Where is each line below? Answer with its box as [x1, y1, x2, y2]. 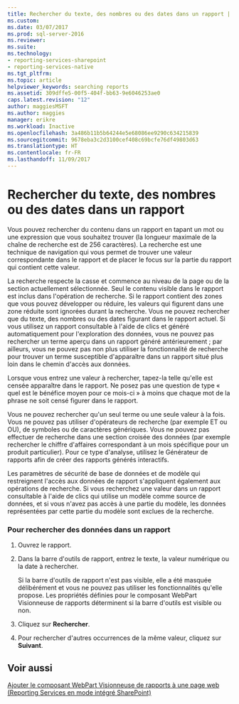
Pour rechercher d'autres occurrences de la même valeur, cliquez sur [17, 634, 222, 642]
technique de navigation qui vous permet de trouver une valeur [7, 247, 192, 256]
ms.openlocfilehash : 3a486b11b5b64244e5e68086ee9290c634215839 [7, 129, 199, 137]
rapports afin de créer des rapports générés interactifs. [7, 455, 169, 464]
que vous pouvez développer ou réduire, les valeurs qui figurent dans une [7, 299, 224, 308]
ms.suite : [7, 43, 37, 50]
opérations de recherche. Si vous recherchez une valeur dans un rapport [7, 484, 221, 493]
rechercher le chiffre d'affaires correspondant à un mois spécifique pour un [7, 440, 229, 449]
